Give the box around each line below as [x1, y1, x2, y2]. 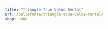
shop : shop [5, 16, 28, 21]
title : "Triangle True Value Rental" [5, 7, 84, 12]
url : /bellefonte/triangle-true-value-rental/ [5, 12, 104, 17]
